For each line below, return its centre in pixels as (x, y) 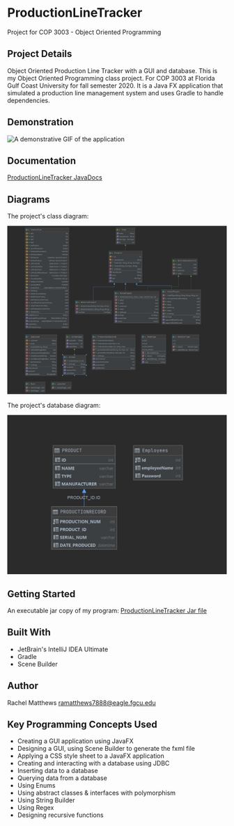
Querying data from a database (62, 778)
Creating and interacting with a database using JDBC (93, 763)
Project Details (40, 54)
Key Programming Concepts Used (83, 725)
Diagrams (29, 199)
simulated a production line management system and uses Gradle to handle (116, 93)
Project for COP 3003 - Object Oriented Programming (84, 32)
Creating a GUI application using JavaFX (75, 741)
